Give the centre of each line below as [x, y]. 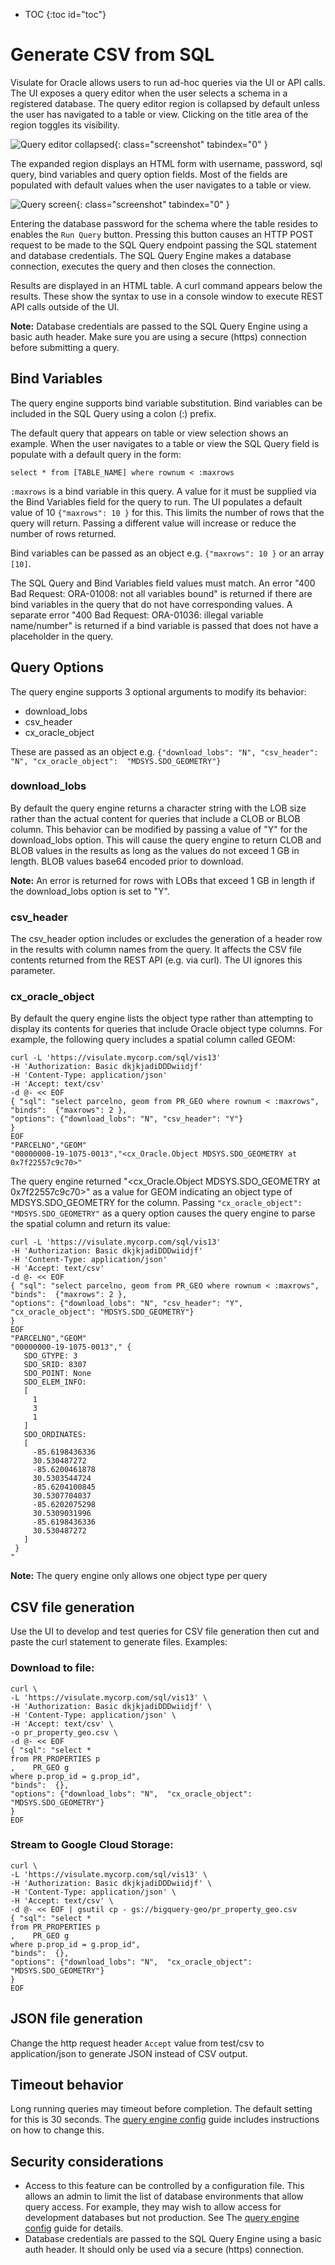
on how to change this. [57, 2130]
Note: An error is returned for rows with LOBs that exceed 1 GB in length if [163, 880]
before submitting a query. [65, 347]
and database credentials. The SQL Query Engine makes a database [151, 255]
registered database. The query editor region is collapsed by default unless [165, 103]
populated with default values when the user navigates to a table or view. [161, 185]
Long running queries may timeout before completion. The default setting [161, 2109]
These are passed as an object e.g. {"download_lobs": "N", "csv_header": [164, 751]
